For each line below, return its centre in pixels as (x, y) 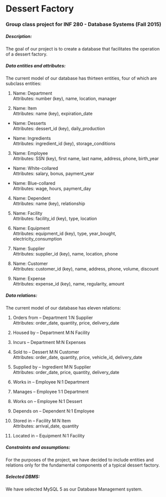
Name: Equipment (31, 228)
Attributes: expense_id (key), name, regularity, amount (69, 284)
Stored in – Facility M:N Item (42, 421)
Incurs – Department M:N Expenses (49, 342)
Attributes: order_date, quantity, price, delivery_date (66, 323)
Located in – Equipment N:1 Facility (49, 436)
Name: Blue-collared (34, 183)
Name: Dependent (32, 198)
